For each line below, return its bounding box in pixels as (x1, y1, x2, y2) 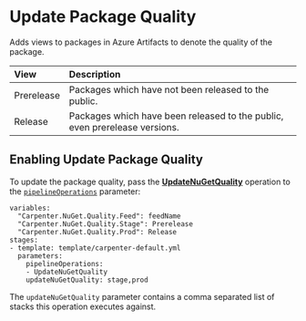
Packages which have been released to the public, (68, 109, 284, 122)
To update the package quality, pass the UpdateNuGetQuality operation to (9, 176, 291, 187)
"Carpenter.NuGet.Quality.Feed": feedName (17, 212, 181, 221)
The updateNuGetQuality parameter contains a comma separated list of (9, 291, 275, 302)
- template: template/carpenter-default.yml (9, 243, 181, 253)
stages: (9, 235, 39, 244)
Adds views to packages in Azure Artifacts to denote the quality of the (9, 36, 273, 47)
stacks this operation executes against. (9, 301, 157, 312)
